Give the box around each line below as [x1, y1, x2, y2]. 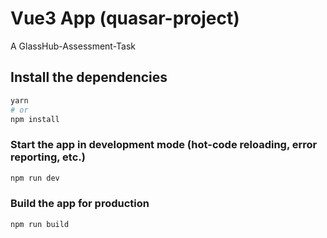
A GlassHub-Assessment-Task [10, 40, 137, 52]
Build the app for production [10, 197, 150, 211]
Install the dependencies [10, 69, 168, 86]
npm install [10, 114, 60, 124]
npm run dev [10, 173, 60, 183]
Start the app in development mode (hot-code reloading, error [10, 138, 318, 152]
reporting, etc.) [10, 150, 86, 164]
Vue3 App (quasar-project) [10, 7, 240, 30]
